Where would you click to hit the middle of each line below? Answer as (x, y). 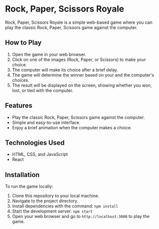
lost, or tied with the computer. (43, 90)
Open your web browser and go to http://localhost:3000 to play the (81, 216)
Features (19, 106)
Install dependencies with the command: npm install (65, 206)
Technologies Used (35, 143)
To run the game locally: (29, 186)
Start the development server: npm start (52, 211)
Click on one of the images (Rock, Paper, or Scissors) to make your (79, 60)
